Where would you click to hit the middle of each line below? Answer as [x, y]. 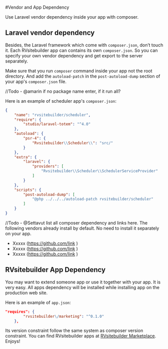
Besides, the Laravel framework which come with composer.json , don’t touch [84, 45]
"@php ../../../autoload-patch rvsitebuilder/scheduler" [93, 199]
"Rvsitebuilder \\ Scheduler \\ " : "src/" [72, 143]
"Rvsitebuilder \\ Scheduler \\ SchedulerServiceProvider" [99, 171]
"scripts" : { [28, 190]
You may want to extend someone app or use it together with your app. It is [83, 282]
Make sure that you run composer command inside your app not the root [79, 71]
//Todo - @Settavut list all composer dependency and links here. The [76, 223]
